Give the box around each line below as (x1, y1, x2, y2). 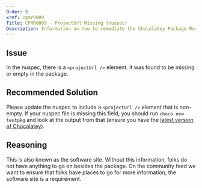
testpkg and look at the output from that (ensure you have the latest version (6, 116, 194, 123)
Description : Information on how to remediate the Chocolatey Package (6, 25, 187, 32)
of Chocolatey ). (6, 123, 45, 130)
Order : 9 (6, 8, 28, 15)
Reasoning (6, 140, 47, 150)
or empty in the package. (6, 70, 69, 77)
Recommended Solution (6, 88, 98, 98)
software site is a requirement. (6, 175, 82, 182)
